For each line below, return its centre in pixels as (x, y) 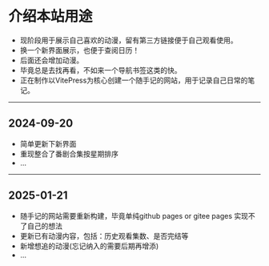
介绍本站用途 (51, 16)
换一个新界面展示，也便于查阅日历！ (80, 50)
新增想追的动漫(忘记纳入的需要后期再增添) (89, 246)
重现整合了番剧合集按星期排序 (69, 154)
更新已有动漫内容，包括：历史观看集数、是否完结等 (104, 236)
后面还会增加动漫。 (52, 60)
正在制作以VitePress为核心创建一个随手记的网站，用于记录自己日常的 (134, 80)
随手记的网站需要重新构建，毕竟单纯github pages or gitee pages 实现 (134, 216)
